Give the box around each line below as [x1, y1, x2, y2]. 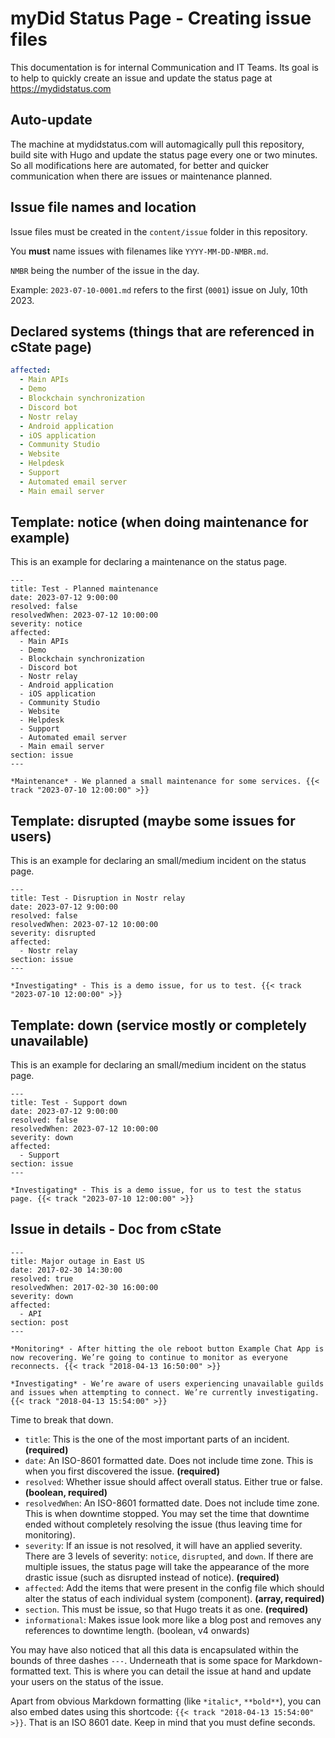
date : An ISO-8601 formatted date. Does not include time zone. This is [24, 1454, 314, 1466]
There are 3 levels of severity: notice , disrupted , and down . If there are [24, 1550, 314, 1562]
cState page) [10, 338, 93, 356]
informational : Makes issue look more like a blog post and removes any [24, 1613, 322, 1626]
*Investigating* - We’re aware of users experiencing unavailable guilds [10, 1378, 325, 1389]
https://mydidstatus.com [10, 82, 112, 94]
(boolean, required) [24, 1486, 108, 1498]
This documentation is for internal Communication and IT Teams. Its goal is [10, 61, 319, 73]
